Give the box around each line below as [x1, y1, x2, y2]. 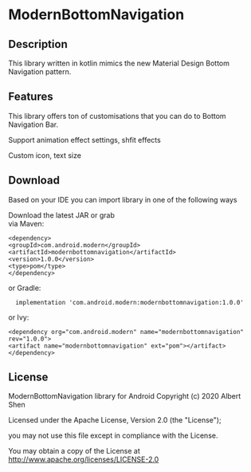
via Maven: [8, 218, 45, 228]
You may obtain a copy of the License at [8, 446, 141, 456]
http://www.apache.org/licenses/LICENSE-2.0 [8, 454, 159, 464]
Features [8, 90, 53, 104]
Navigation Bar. [8, 120, 58, 129]
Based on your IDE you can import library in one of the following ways [8, 195, 237, 204]
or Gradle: [8, 283, 41, 293]
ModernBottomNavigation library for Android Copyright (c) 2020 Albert [8, 391, 241, 401]
